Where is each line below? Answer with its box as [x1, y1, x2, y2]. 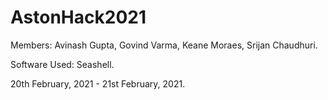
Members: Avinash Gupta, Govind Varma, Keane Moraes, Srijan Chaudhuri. [10, 39, 318, 51]
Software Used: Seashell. [10, 58, 115, 70]
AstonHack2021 [10, 6, 147, 29]
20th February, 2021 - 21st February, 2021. [10, 77, 186, 90]
